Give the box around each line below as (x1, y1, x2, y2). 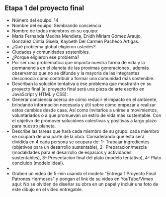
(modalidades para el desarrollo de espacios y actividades (11, 149, 132, 155)
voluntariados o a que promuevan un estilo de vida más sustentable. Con (11, 112, 162, 118)
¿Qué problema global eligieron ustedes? (11, 43, 96, 49)
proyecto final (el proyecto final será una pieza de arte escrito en (11, 86, 145, 92)
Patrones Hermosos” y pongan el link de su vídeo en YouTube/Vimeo (11, 176, 154, 182)
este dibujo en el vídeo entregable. (11, 186, 83, 192)
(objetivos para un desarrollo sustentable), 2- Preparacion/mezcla (11, 144, 147, 150)
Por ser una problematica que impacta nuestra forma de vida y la (11, 59, 145, 65)
